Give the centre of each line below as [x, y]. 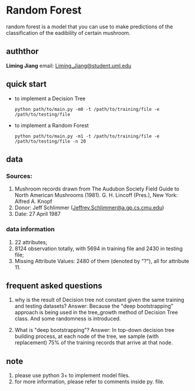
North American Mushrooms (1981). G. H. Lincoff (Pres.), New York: [96, 195]
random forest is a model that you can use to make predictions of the [90, 27]
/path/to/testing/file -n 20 [50, 141]
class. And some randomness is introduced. [68, 318]
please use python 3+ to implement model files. [72, 376]
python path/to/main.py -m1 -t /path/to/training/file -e [87, 136]
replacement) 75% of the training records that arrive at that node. [94, 343]
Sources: [19, 176]
